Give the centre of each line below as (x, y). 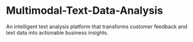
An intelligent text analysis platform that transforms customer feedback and (97, 26)
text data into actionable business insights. (57, 32)
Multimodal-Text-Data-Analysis (85, 11)
